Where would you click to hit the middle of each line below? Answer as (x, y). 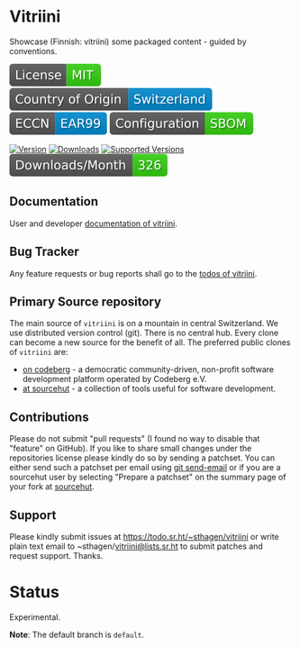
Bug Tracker (44, 252)
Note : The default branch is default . (77, 634)
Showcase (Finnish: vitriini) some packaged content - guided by (128, 41)
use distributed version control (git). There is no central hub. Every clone (144, 333)
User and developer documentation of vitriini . (94, 223)
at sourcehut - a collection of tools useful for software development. (149, 388)
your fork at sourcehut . (52, 487)
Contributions (49, 417)
